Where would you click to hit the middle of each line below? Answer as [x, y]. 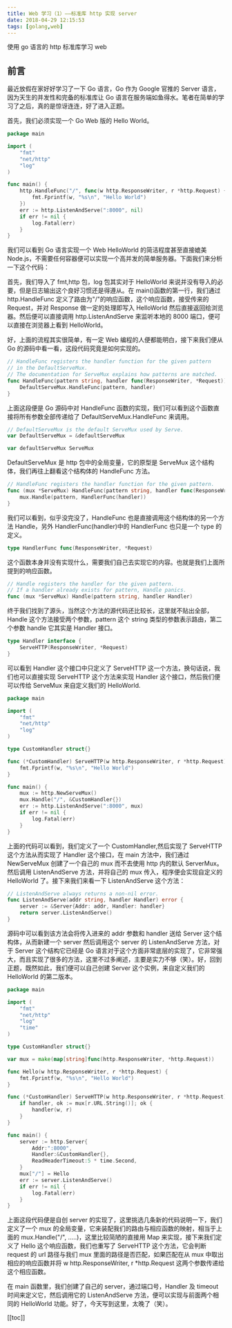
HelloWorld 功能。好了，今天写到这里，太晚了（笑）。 [96, 1304]
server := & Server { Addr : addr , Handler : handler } [93, 906]
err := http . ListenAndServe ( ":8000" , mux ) [81, 806]
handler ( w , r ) [52, 1110]
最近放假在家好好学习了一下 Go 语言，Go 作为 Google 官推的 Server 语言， [114, 89]
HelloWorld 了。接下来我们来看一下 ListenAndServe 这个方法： [96, 880]
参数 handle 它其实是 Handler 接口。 [65, 628]
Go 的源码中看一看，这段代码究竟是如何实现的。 [76, 348]
